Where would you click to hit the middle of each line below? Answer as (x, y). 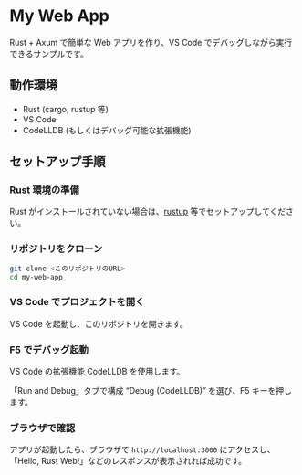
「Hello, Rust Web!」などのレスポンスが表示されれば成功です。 (128, 461)
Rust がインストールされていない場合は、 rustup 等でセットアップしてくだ (147, 212)
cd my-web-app (36, 277)
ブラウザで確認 (42, 428)
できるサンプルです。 (49, 53)
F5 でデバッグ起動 (49, 350)
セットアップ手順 (57, 162)
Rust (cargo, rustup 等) (66, 109)
